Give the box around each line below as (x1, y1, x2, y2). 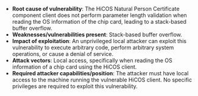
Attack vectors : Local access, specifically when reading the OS (12, 57, 172, 64)
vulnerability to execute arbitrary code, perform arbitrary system (12, 44, 174, 51)
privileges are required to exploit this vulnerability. (12, 83, 138, 90)
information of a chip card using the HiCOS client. (12, 63, 137, 70)
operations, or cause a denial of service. (12, 50, 114, 57)
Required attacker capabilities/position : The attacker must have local (12, 70, 189, 77)
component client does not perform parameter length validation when (12, 12, 187, 19)
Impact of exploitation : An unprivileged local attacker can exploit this (12, 38, 187, 44)
